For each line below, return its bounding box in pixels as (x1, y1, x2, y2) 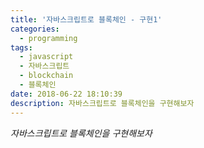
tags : (10, 42, 33, 53)
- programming (19, 33, 78, 43)
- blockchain (19, 71, 74, 81)
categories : (10, 24, 60, 34)
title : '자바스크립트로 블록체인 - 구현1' (10, 14, 163, 25)
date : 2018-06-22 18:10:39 (10, 89, 123, 99)
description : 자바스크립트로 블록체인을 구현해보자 (10, 98, 195, 108)
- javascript (19, 52, 74, 62)
